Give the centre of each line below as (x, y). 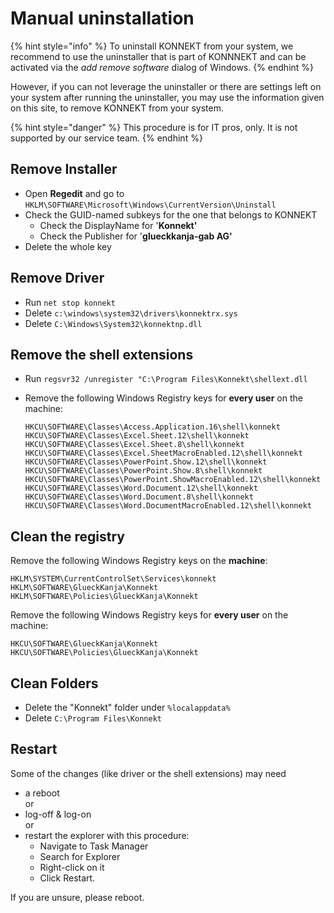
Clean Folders (54, 683)
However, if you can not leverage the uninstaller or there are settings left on (166, 86)
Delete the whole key (68, 246)
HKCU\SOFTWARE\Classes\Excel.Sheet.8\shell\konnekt (134, 445)
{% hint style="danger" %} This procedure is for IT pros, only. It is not (154, 127)
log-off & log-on (58, 814)
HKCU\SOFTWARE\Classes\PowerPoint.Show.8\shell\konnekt (143, 471)
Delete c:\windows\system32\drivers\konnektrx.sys (131, 313)
